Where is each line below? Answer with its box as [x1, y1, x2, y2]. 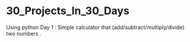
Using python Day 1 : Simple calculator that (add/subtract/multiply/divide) [6, 24, 185, 31]
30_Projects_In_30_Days [6, 4, 130, 18]
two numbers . [6, 30, 41, 37]
